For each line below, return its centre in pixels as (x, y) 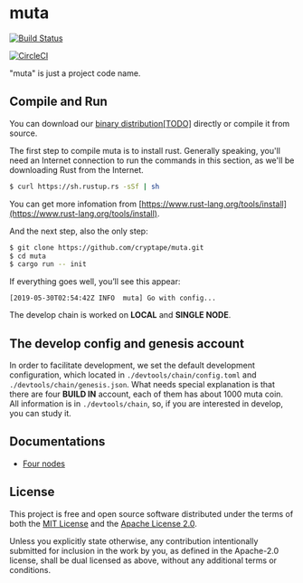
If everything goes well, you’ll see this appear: (95, 282)
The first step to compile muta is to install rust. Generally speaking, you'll (145, 150)
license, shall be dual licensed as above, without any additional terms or (143, 560)
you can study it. (41, 414)
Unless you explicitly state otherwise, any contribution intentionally (134, 540)
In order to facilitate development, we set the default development (133, 366)
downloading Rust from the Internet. (77, 169)
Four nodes (44, 464)
